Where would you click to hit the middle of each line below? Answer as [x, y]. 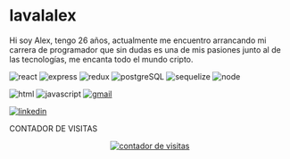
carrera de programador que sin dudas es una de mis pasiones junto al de [145, 49]
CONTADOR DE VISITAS [54, 128]
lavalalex [43, 16]
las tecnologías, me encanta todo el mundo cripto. [101, 59]
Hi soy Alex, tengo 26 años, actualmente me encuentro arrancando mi [138, 40]
